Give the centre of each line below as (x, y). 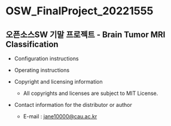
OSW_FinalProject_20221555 (80, 11)
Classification (32, 44)
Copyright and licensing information (58, 82)
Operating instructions (42, 70)
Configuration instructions (46, 59)
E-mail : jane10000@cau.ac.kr (60, 116)
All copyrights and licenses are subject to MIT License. (91, 93)
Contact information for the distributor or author (73, 105)
